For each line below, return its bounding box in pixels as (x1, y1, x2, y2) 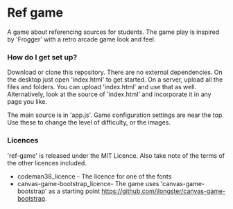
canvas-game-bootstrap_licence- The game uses (17, 179, 159, 188)
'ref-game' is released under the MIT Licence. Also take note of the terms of (7, 151, 225, 160)
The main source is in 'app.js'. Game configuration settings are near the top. (7, 111, 224, 119)
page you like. (7, 98, 47, 106)
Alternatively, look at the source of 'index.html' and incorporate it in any (7, 90, 212, 98)
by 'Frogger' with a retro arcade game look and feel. (7, 35, 156, 43)
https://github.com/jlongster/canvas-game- (101, 187, 226, 195)
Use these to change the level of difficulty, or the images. (7, 118, 171, 127)
